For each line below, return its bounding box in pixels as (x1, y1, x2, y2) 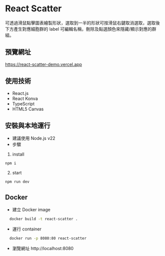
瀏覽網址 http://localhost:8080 (12, 245, 74, 251)
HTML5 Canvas (12, 106, 44, 112)
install (12, 151, 25, 158)
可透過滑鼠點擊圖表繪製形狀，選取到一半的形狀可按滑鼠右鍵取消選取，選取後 (5, 20, 160, 26)
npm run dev (5, 179, 29, 185)
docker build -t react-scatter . (9, 216, 78, 222)
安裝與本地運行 (5, 121, 51, 129)
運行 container (12, 226, 42, 232)
